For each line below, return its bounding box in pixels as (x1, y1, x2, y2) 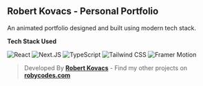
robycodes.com (23, 71, 71, 79)
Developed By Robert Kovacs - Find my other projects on (23, 63, 188, 72)
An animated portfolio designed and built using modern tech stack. (7, 23, 197, 32)
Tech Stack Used (7, 37, 57, 45)
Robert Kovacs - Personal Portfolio (7, 6, 159, 17)
